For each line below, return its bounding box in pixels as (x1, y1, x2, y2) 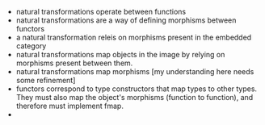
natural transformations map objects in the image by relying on (15, 50, 225, 59)
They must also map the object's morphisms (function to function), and (15, 93, 254, 102)
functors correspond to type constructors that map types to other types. (15, 84, 257, 94)
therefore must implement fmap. (15, 101, 124, 110)
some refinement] (15, 76, 76, 85)
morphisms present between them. (15, 58, 133, 68)
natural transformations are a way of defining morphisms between (15, 15, 237, 25)
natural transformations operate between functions (15, 7, 187, 16)
